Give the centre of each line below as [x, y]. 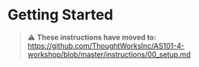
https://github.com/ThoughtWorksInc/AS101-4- [106, 45]
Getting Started [61, 15]
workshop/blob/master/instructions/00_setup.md [109, 54]
